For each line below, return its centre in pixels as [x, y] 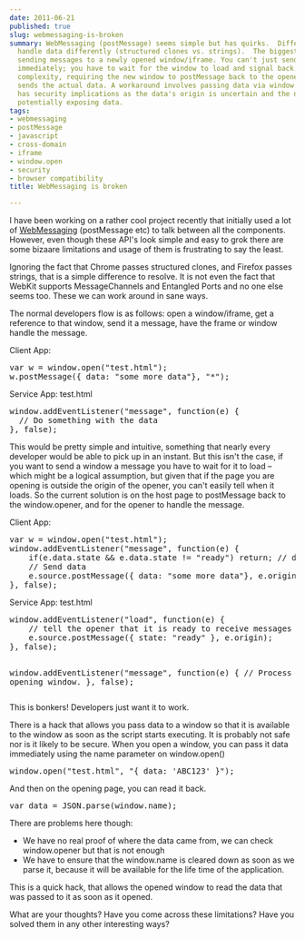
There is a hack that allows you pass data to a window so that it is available [150, 725]
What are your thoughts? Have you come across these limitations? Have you [152, 914]
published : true [40, 26]
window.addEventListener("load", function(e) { [117, 620]
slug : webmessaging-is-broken [67, 35]
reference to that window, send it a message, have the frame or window [143, 323]
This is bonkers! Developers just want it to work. [99, 707]
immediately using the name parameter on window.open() [117, 754]
